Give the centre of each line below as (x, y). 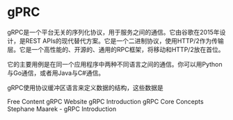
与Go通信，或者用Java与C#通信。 (56, 73)
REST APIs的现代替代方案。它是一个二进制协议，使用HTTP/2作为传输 (125, 41)
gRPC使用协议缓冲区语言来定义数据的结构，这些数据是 (85, 87)
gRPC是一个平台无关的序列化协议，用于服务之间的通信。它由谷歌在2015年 (114, 32)
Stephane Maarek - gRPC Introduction (62, 109)
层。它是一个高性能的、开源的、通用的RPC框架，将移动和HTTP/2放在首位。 (116, 49)
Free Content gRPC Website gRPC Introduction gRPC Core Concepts (105, 101)
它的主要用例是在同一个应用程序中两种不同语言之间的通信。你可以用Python (115, 64)
